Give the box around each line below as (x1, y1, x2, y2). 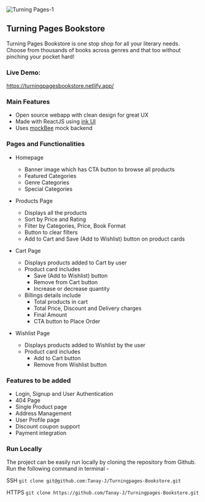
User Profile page (15, 416, 60, 423)
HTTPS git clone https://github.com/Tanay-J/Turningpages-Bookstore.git (6, 488, 199, 496)
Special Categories (24, 185, 72, 193)
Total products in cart (33, 298, 88, 305)
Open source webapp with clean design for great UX (15, 111, 149, 119)
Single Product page (15, 403, 68, 411)
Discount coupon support (15, 423, 80, 430)
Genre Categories (24, 179, 69, 186)
